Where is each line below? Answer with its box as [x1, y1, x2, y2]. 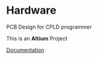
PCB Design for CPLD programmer [6, 23, 92, 30]
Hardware [6, 4, 57, 17]
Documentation [6, 46, 44, 54]
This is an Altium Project [6, 35, 68, 42]
